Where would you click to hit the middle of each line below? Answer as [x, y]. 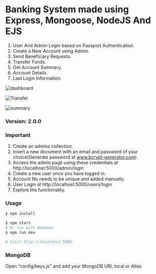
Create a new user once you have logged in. [59, 173]
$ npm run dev [20, 233]
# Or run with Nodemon [29, 228]
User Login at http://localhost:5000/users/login [62, 184]
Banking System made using [67, 9]
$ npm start [18, 223]
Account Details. [30, 72]
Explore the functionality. [39, 190]
